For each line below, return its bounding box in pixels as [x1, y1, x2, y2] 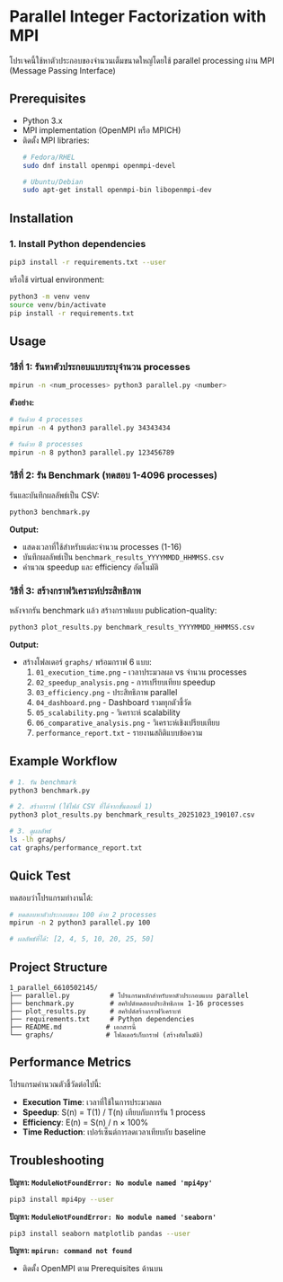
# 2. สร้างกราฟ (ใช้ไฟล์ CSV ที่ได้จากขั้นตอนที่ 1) [9, 802, 153, 811]
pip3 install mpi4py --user [9, 1195, 115, 1204]
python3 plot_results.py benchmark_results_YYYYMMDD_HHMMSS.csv [9, 623, 255, 632]
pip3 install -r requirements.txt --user [9, 258, 167, 267]
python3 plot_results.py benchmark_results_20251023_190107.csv [9, 810, 255, 819]
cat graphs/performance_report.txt [9, 843, 143, 853]
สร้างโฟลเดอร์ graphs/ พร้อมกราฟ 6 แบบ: [22, 656, 152, 667]
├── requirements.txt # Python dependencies [9, 1015, 195, 1024]
